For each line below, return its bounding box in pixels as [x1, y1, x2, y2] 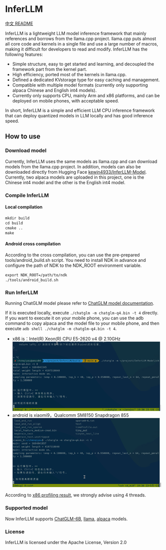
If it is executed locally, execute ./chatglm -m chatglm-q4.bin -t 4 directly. [5, 310, 159, 316]
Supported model [5, 504, 48, 511]
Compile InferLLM [5, 192, 49, 199]
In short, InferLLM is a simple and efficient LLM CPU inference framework [5, 107, 155, 113]
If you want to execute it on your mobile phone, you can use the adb [5, 315, 144, 321]
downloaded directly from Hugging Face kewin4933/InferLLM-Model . [5, 169, 147, 175]
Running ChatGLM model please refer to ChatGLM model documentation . [5, 300, 155, 306]
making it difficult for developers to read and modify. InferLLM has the [5, 46, 148, 52]
